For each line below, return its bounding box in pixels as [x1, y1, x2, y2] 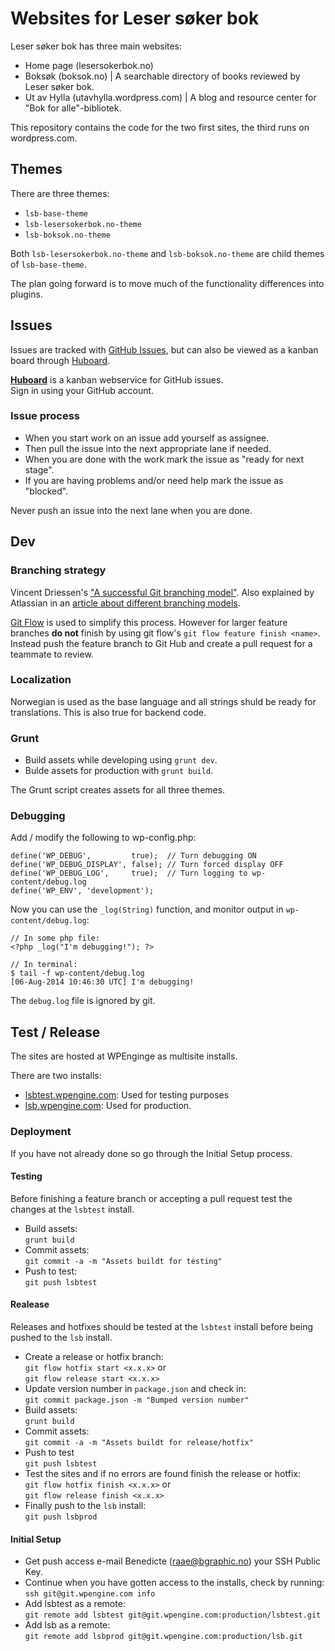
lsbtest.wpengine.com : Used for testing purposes [24, 1089, 230, 1101]
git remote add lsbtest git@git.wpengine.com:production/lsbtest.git [24, 1610, 322, 1621]
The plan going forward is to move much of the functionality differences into [10, 277, 325, 289]
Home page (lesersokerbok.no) [24, 59, 154, 71]
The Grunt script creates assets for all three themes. [10, 784, 226, 796]
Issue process [10, 409, 81, 423]
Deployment [10, 1125, 72, 1139]
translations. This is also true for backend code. [10, 706, 207, 718]
